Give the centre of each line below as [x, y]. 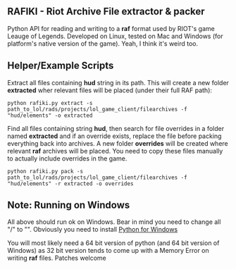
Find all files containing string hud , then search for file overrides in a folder [116, 128]
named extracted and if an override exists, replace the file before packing [114, 136]
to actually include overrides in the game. [67, 158]
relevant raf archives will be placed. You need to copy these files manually [115, 151]
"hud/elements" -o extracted [50, 115]
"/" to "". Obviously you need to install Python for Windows [93, 230]
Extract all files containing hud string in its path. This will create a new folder [118, 82]
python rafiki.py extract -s [50, 103]
